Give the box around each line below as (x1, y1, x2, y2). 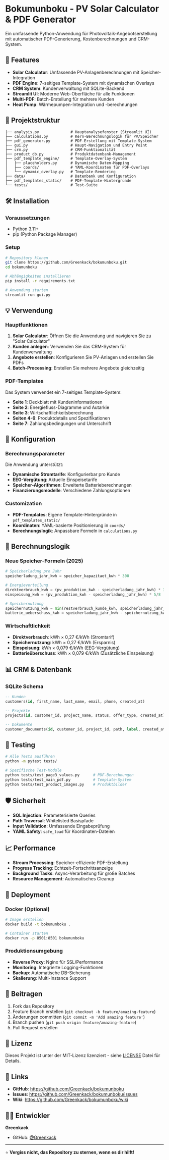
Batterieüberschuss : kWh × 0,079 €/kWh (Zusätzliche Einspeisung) (12, 650, 154, 656)
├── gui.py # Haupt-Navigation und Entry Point (5, 142, 147, 148)
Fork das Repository (12, 1003, 54, 1009)
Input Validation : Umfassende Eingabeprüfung (12, 823, 110, 829)
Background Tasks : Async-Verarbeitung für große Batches (12, 870, 135, 876)
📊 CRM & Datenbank (5, 665, 72, 674)
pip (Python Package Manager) (12, 231, 77, 237)
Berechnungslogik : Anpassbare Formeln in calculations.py (12, 528, 137, 534)
